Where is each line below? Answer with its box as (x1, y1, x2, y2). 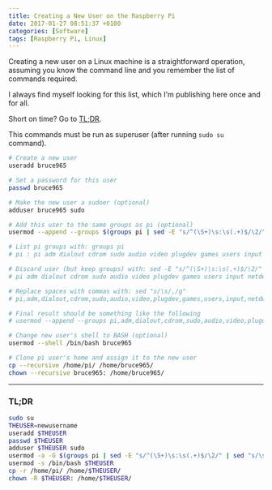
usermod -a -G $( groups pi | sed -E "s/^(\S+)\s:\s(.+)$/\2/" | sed (8, 452, 244, 460)
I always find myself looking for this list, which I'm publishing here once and (8, 90, 261, 100)
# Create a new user (8, 154, 79, 162)
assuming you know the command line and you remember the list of (8, 66, 235, 75)
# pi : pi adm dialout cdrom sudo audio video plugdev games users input (8, 251, 263, 259)
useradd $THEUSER (8, 429, 67, 437)
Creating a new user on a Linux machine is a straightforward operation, (8, 57, 245, 67)
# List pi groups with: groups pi (8, 243, 125, 251)
